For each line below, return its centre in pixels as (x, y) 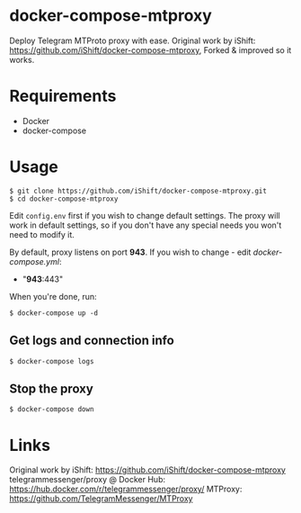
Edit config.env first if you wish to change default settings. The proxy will (145, 215)
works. (22, 59)
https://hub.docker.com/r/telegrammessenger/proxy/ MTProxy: (126, 489)
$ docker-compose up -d (54, 313)
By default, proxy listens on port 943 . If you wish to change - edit (130, 252)
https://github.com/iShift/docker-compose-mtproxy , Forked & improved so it (150, 49)
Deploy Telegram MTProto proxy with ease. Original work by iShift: (133, 40)
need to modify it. (42, 234)
